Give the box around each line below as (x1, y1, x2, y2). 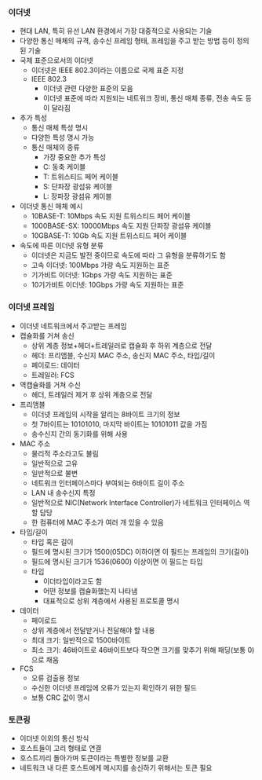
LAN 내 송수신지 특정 (31, 488, 96, 497)
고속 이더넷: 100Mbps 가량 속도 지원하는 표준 (31, 261, 170, 270)
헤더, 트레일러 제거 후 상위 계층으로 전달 (31, 390, 153, 399)
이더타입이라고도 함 (42, 576, 103, 586)
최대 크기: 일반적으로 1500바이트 (31, 635, 131, 645)
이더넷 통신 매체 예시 (19, 202, 83, 211)
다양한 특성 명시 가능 (31, 133, 95, 142)
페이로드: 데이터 (31, 360, 80, 370)
